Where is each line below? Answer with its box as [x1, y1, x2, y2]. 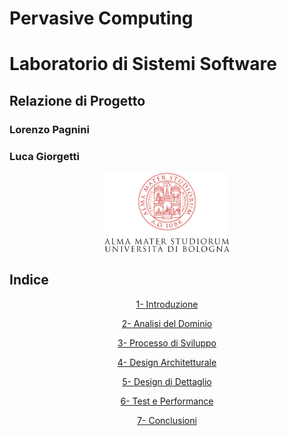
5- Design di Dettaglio [122, 375, 212, 387]
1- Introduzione [135, 298, 199, 310]
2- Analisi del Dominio [121, 317, 213, 329]
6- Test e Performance [120, 395, 214, 407]
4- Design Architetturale [117, 356, 217, 368]
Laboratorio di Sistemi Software [9, 53, 277, 76]
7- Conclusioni [137, 414, 197, 426]
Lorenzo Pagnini [9, 122, 90, 136]
